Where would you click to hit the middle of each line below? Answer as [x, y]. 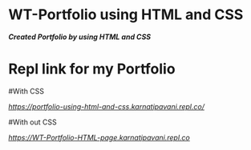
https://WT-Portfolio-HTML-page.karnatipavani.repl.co [99, 137]
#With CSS [26, 91]
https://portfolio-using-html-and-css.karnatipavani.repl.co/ [106, 106]
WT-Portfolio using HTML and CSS [126, 15]
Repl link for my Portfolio [92, 69]
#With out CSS [33, 122]
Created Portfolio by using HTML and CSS [79, 37]
